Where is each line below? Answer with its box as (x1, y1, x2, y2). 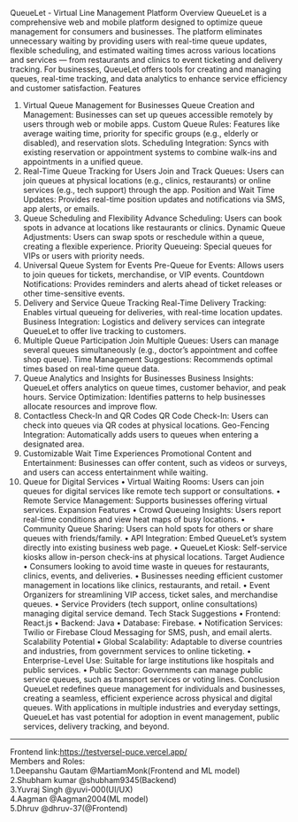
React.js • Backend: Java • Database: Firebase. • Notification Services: (22, 617, 284, 628)
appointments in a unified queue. (22, 157, 143, 167)
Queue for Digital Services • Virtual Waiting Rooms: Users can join (22, 477, 264, 486)
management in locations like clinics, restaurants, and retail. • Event (22, 580, 271, 590)
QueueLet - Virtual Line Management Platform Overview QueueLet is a (10, 8, 267, 18)
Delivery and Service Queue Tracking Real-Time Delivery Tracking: (22, 298, 267, 308)
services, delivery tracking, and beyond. (22, 721, 170, 732)
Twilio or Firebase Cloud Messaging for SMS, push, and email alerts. (22, 627, 272, 637)
